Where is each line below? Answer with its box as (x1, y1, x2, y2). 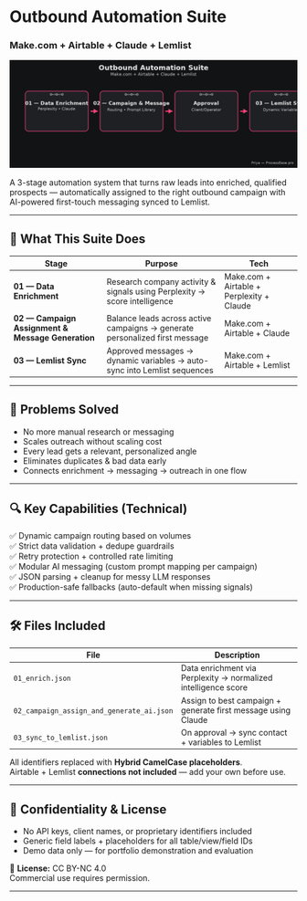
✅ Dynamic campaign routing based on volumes (9, 529, 192, 540)
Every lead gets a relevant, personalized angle (22, 445, 197, 456)
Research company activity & (106, 276, 217, 287)
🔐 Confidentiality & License (9, 801, 167, 817)
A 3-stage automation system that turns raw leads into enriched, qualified (9, 176, 288, 188)
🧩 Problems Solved (9, 402, 120, 417)
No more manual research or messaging (22, 426, 175, 437)
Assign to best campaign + (181, 695, 281, 706)
